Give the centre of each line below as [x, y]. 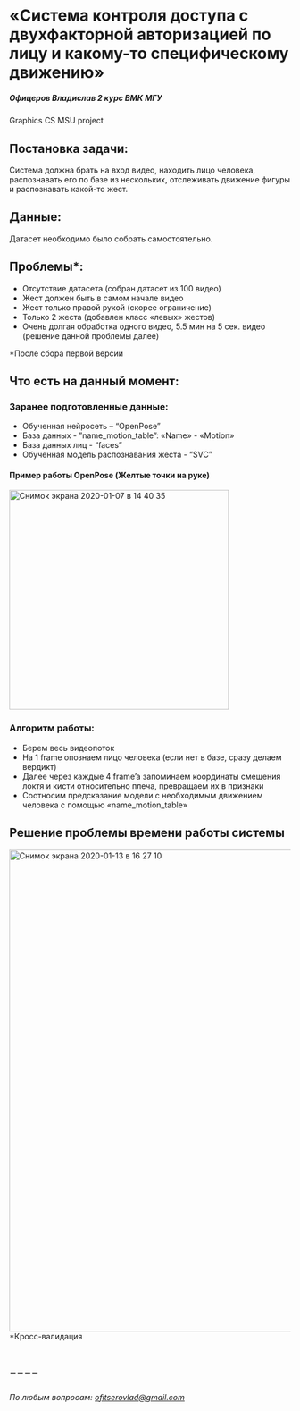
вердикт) [39, 766]
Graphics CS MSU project [57, 121]
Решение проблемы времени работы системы [147, 833]
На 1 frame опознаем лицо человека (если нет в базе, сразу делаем [152, 757]
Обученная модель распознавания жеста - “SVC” [117, 455]
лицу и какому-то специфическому [149, 54]
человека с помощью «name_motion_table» [104, 805]
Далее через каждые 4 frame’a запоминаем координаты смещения [151, 776]
